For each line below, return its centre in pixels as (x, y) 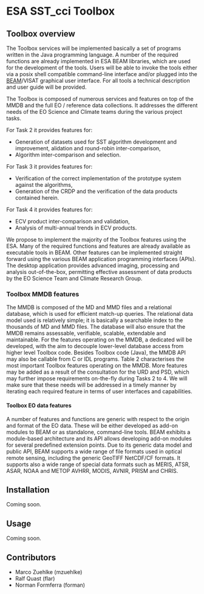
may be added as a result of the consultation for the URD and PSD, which (98, 372)
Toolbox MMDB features (43, 294)
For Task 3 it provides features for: (49, 166)
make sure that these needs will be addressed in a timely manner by (91, 385)
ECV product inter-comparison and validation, (73, 221)
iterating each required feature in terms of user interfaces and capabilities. (99, 391)
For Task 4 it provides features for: (49, 209)
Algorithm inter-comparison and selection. (68, 155)
